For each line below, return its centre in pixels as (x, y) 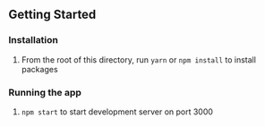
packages (40, 69)
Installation (34, 40)
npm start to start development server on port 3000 (117, 112)
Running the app (45, 92)
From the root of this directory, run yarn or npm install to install (139, 59)
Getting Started (52, 15)
